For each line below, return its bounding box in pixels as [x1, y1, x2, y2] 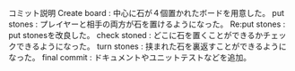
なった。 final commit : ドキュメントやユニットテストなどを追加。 [8, 52, 252, 62]
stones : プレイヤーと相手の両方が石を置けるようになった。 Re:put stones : [8, 19, 286, 29]
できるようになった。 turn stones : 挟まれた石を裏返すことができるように [15, 41, 287, 51]
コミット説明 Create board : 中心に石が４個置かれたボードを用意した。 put [8, 8, 284, 18]
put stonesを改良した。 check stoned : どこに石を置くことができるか [8, 30, 264, 40]
